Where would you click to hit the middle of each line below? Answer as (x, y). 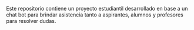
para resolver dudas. (31, 21)
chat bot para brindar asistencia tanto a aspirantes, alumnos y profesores (95, 15)
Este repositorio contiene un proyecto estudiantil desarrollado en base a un (97, 9)
